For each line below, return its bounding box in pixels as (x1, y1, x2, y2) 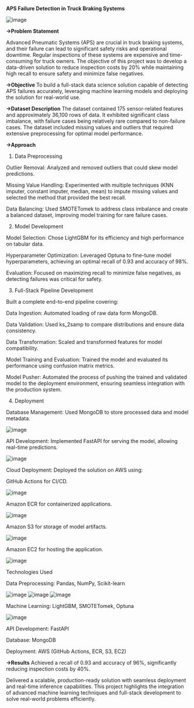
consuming (6, 58, 33, 64)
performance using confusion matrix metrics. (6, 362, 115, 369)
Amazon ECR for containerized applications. (6, 500, 112, 507)
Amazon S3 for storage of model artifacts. (6, 523, 108, 530)
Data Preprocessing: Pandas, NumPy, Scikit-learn (6, 580, 126, 587)
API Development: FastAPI (6, 625, 69, 632)
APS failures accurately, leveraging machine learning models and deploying (6, 88, 188, 94)
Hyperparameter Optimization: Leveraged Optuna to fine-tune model (6, 252, 171, 259)
